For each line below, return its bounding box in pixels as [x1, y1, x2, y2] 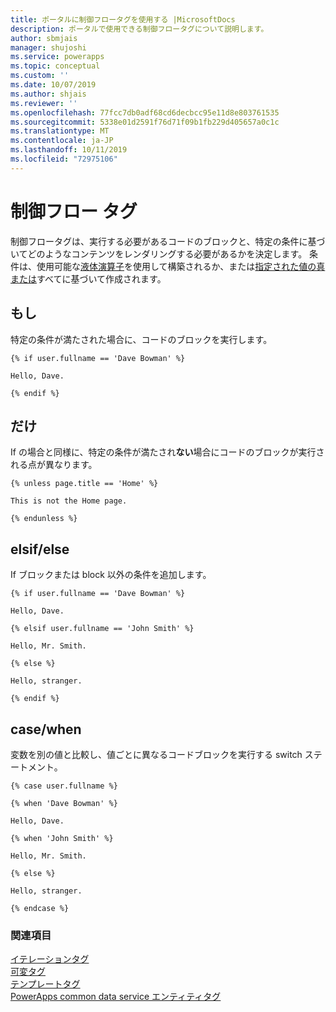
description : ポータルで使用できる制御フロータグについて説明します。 [10, 24, 269, 34]
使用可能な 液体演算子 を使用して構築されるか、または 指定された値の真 [36, 260, 326, 272]
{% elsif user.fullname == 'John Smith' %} [10, 624, 195, 634]
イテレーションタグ [10, 953, 90, 965]
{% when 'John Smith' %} [10, 833, 114, 843]
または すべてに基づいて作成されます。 [10, 272, 167, 285]
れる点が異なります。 [10, 459, 98, 471]
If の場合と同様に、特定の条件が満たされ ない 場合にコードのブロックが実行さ [10, 446, 325, 458]
